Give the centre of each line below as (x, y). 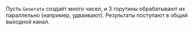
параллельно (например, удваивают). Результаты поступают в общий (97, 15)
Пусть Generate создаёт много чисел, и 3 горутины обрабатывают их (95, 9)
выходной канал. (28, 22)
